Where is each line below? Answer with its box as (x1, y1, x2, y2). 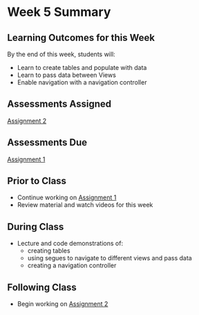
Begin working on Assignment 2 (17, 300, 108, 308)
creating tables (27, 246, 70, 255)
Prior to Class (7, 175, 67, 187)
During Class (7, 221, 64, 233)
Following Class (7, 281, 77, 293)
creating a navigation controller (27, 261, 117, 270)
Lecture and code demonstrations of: (17, 240, 123, 248)
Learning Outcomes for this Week (7, 32, 155, 44)
